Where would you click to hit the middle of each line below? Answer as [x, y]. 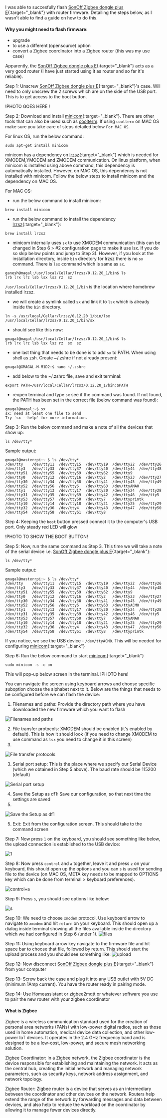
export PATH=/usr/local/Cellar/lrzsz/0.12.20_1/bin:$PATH [67, 386]
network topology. [24, 1079]
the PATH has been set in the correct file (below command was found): [85, 400]
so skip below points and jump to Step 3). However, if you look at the [83, 254]
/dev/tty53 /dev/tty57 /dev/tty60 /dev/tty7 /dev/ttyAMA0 [72, 618]
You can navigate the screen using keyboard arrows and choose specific [80, 684]
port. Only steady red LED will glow [41, 527]
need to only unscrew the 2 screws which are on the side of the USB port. [81, 91]
